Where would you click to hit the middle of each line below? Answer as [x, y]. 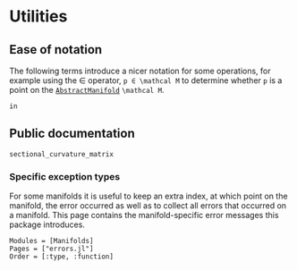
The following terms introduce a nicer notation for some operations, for [140, 71]
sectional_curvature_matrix [62, 154]
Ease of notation [56, 50]
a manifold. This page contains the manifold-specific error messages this [144, 215]
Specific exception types [65, 176]
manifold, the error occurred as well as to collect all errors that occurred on [148, 206]
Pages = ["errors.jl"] [51, 249]
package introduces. [47, 224]
